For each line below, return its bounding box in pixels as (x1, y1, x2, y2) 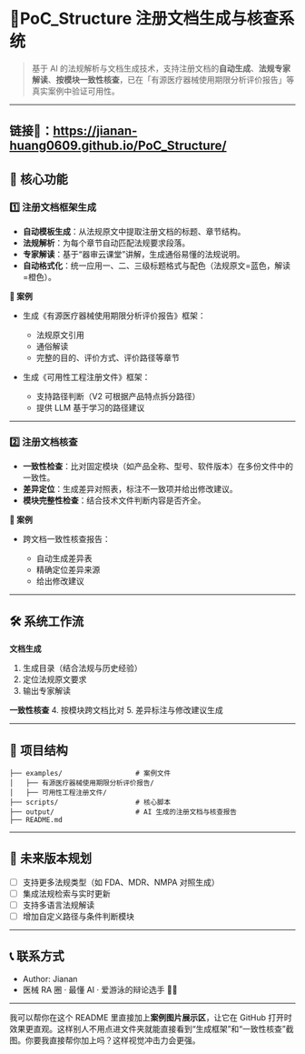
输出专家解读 (22, 686, 71, 697)
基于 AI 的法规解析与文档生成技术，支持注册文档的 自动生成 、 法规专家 (31, 63, 291, 74)
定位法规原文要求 (22, 674, 87, 685)
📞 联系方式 (9, 949, 65, 964)
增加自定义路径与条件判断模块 (22, 910, 134, 921)
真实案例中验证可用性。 (31, 85, 120, 96)
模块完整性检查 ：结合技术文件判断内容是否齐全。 (22, 495, 206, 506)
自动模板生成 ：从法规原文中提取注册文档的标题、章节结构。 (22, 226, 246, 237)
